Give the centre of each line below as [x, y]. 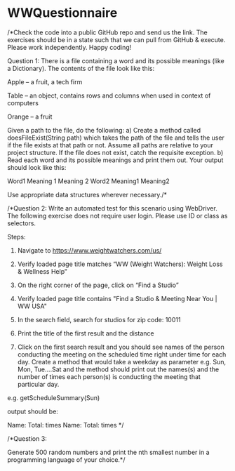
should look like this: [37, 167]
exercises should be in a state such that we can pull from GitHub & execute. [116, 39]
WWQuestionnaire [62, 13]
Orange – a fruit [30, 117]
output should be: [33, 411]
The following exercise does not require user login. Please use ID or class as [117, 215]
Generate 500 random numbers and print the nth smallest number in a [108, 452]
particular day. [38, 384]
